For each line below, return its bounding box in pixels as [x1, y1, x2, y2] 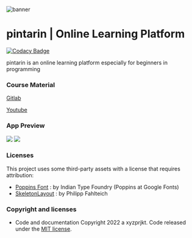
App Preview [6, 122, 45, 130]
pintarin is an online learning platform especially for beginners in [6, 58, 168, 66]
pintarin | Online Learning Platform [6, 27, 185, 41]
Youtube [6, 107, 27, 114]
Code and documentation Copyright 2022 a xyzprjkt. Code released [15, 219, 187, 226]
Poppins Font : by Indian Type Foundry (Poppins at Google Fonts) [15, 183, 179, 191]
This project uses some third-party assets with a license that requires [6, 165, 181, 172]
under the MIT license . [15, 225, 72, 233]
